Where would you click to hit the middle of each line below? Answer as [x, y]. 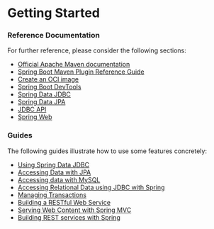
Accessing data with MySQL [59, 179]
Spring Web [35, 117]
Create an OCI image [48, 79]
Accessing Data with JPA [54, 172]
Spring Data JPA [41, 102]
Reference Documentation [54, 35]
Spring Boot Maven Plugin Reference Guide [81, 72]
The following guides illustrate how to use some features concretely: [107, 151]
